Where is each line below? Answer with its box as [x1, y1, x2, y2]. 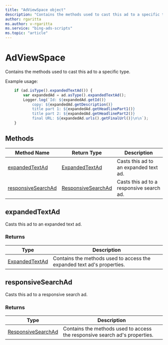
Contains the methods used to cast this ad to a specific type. [5, 68, 130, 74]
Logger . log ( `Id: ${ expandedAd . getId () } [23, 97, 106, 102]
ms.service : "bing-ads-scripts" [5, 26, 72, 31]
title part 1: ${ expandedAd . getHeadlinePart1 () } [31, 106, 135, 111]
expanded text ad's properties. [52, 261, 125, 268]
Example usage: [5, 78, 38, 84]
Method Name [14, 149, 50, 156]
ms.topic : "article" [5, 30, 48, 35]
